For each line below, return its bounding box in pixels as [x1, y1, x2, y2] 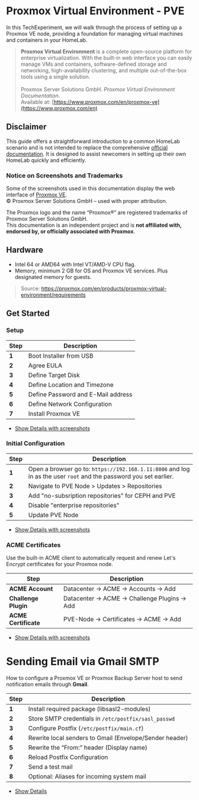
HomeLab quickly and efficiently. [6, 156, 86, 164]
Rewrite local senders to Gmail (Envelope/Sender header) [28, 734, 188, 742]
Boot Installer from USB [28, 351, 94, 360]
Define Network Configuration [28, 399, 113, 408]
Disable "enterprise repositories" [28, 501, 120, 509]
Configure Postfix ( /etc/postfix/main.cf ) [28, 724, 144, 732]
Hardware [6, 245, 43, 255]
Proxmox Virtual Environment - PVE [6, 4, 185, 18]
